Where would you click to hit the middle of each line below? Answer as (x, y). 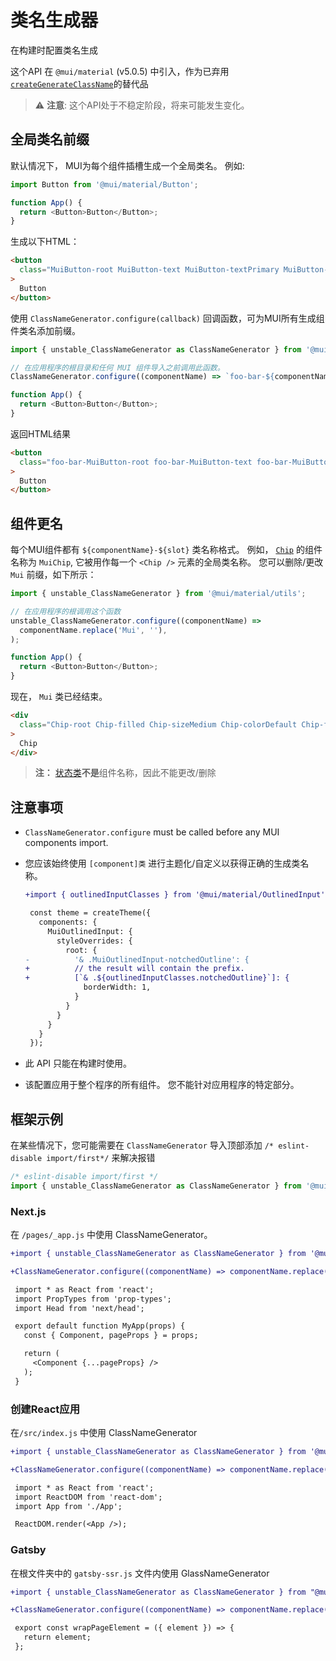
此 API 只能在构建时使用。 (78, 1063)
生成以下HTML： (45, 242)
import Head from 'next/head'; (79, 1308)
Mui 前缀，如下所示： (53, 575)
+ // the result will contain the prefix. (134, 969)
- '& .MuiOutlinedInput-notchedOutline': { (137, 959)
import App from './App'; (68, 1506)
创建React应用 (45, 1409)
